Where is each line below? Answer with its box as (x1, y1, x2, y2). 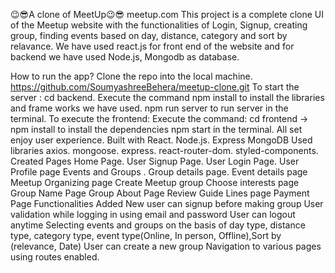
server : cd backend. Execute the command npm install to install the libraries (10, 92, 325, 103)
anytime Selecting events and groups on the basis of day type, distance (10, 219, 306, 231)
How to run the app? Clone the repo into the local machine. (10, 70, 253, 82)
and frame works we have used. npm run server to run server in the (10, 102, 289, 114)
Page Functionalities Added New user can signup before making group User (10, 198, 324, 209)
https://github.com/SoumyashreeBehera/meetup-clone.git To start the (10, 81, 300, 93)
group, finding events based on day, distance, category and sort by (10, 30, 288, 41)
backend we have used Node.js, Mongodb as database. (10, 51, 240, 63)
